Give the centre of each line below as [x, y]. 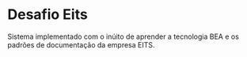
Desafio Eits [47, 15]
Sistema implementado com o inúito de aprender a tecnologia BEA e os [123, 36]
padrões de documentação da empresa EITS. [81, 44]
